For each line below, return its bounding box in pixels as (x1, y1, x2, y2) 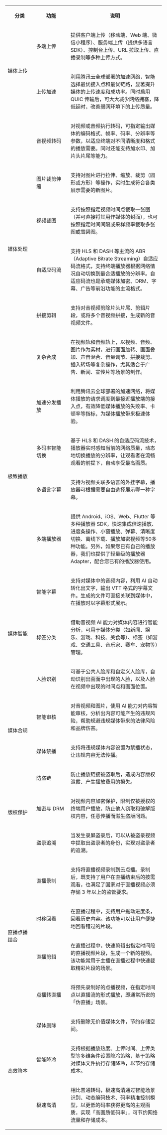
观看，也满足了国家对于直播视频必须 (70, 881, 156, 888)
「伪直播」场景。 (70, 999, 111, 1005)
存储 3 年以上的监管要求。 (70, 889, 132, 895)
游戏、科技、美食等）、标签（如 (80, 634, 153, 641)
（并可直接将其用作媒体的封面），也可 (70, 214, 158, 220)
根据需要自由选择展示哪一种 (85, 486, 151, 493)
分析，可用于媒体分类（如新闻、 (70, 626, 146, 633)
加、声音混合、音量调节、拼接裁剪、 (70, 354, 156, 360)
